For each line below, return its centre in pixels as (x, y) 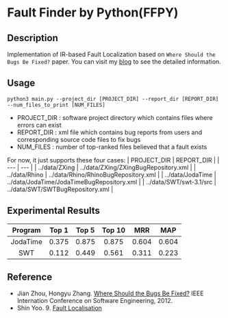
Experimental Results (54, 211)
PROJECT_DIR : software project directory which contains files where (115, 117)
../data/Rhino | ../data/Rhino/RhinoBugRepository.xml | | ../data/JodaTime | (112, 174)
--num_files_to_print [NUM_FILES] (56, 105)
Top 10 (113, 230)
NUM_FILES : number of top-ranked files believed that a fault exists (112, 147)
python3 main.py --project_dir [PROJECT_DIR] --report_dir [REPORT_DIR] (113, 99)
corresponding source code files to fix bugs (79, 139)
